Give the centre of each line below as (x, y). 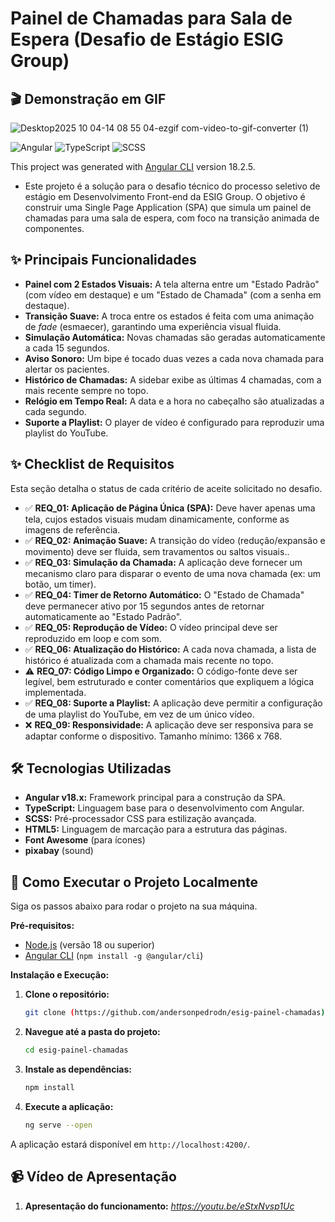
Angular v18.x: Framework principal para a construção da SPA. (155, 798)
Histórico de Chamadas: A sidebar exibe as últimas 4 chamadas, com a (173, 379)
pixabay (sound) (59, 851)
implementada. (55, 692)
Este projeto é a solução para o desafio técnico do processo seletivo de (172, 186)
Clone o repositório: (67, 994)
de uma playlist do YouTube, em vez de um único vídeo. (139, 714)
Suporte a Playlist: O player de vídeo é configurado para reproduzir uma (174, 422)
